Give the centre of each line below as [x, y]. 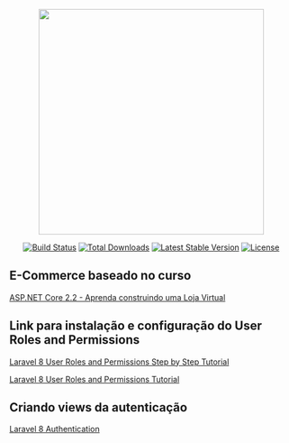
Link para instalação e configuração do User [136, 326]
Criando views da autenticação [98, 407]
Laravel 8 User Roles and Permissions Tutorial [95, 379]
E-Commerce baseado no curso [100, 276]
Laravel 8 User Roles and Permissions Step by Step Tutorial [119, 362]
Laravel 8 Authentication [55, 429]
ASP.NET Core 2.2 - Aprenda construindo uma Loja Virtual [117, 297]
